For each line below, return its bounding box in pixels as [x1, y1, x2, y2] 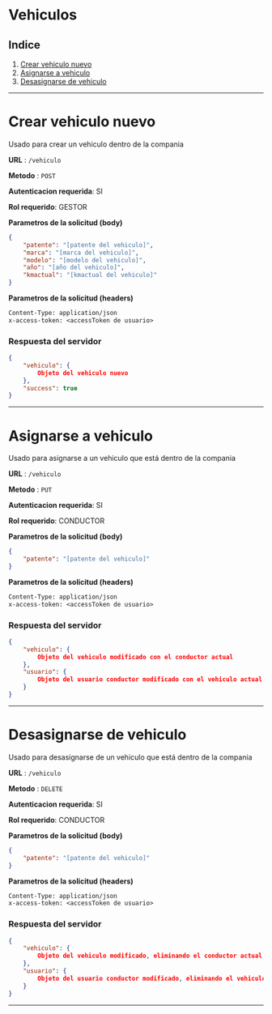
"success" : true [23, 384, 79, 392]
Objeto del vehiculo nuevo [37, 369, 129, 377]
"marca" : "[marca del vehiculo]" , [23, 249, 139, 257]
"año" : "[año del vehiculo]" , [23, 263, 125, 272]
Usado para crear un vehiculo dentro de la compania [8, 139, 185, 149]
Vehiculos [8, 6, 78, 24]
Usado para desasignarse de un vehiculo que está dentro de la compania [8, 752, 253, 762]
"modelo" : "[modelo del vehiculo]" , [23, 256, 147, 264]
